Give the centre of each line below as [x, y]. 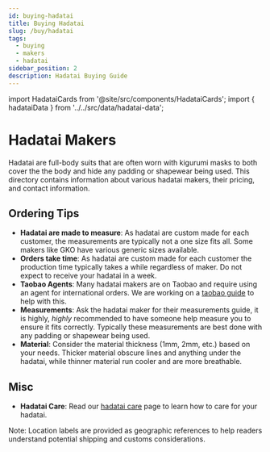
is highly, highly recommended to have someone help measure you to [135, 319]
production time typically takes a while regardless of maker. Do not [131, 267]
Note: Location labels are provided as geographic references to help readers [135, 431]
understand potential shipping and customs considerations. [107, 439]
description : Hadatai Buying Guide [68, 76]
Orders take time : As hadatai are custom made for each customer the [136, 258]
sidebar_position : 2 [43, 69]
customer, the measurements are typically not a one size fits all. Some [137, 241]
